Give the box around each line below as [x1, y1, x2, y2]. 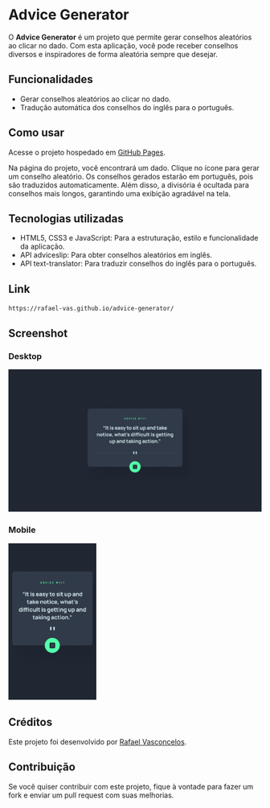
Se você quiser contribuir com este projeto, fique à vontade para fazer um [8, 781, 254, 791]
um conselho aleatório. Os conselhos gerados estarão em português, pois [8, 171, 254, 181]
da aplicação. [19, 241, 65, 251]
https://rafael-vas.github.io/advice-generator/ [8, 304, 174, 313]
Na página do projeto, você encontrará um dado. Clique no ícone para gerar [8, 163, 260, 172]
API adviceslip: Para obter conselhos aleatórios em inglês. [19, 250, 213, 260]
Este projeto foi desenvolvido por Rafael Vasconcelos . [8, 736, 187, 746]
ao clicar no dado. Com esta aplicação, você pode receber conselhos [8, 40, 239, 50]
